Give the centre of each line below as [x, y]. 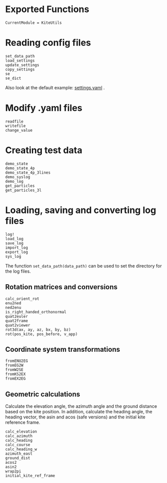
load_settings [20, 61]
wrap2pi [13, 471]
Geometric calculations [43, 394]
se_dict [13, 78]
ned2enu [13, 307]
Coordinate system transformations [63, 349]
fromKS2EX [16, 374]
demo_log [14, 181]
